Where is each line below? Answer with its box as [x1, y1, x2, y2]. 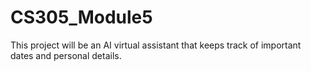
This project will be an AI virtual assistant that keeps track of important [10, 39, 302, 51]
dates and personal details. [10, 49, 122, 61]
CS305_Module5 [10, 6, 153, 29]
